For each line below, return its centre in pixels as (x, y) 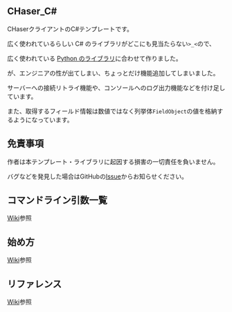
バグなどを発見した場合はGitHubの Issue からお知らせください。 (98, 176)
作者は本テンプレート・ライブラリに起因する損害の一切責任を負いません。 (113, 161)
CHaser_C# (32, 11)
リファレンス (35, 284)
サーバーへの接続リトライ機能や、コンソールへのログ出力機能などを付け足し (116, 88)
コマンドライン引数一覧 (57, 200)
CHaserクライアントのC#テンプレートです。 (70, 29)
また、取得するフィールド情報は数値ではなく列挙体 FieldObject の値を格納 (112, 111)
